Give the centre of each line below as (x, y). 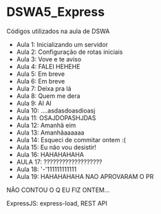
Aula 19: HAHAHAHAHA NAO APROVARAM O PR (85, 176)
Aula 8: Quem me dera (48, 96)
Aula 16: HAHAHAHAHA (50, 154)
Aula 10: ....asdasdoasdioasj (56, 110)
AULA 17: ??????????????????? (59, 162)
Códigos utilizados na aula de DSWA (58, 31)
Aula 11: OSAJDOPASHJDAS (56, 117)
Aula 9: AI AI (34, 103)
